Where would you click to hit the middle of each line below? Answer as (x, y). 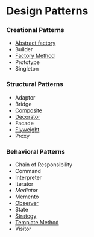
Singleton (27, 69)
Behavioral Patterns (36, 151)
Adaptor (25, 97)
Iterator (24, 184)
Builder (24, 49)
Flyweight (27, 129)
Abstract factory (35, 43)
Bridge (23, 104)
